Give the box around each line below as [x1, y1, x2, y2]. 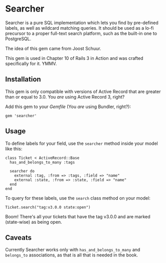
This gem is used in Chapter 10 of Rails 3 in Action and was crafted [5, 55, 143, 61]
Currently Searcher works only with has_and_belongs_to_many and [5, 247, 140, 253]
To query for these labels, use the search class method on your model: [5, 195, 150, 201]
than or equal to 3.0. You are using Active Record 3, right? [5, 94, 125, 100]
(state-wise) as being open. [5, 219, 62, 225]
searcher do [10, 168, 35, 173]
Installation [5, 75, 41, 83]
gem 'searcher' [5, 113, 37, 118]
